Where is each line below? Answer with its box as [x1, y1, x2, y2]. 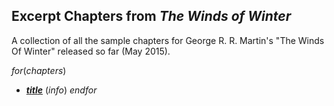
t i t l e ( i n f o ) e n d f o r [25, 84, 98, 96]
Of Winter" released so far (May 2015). [11, 45, 171, 57]
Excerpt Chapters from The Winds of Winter [11, 8, 292, 25]
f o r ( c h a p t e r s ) [11, 64, 67, 76]
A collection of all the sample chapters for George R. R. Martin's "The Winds [11, 34, 325, 46]
